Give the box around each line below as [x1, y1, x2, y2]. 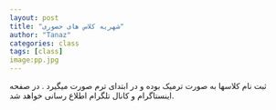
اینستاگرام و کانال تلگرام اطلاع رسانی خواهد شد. [9, 90, 175, 101]
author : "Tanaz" [9, 30, 71, 39]
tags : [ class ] [9, 47, 64, 56]
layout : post [9, 13, 59, 23]
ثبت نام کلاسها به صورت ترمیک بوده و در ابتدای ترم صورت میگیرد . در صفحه [9, 81, 267, 91]
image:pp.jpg [9, 55, 59, 65]
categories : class [9, 38, 80, 48]
